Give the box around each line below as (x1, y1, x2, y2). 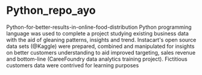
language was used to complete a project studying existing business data (6, 29, 189, 37)
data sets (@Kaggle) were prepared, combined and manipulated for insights (6, 43, 195, 50)
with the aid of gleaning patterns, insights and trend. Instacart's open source (6, 36, 197, 43)
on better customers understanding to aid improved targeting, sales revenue (6, 49, 196, 56)
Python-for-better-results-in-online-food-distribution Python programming (6, 23, 192, 31)
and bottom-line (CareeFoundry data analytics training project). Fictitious (6, 55, 188, 62)
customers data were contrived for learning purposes (6, 61, 139, 69)
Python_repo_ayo (6, 4, 96, 17)
